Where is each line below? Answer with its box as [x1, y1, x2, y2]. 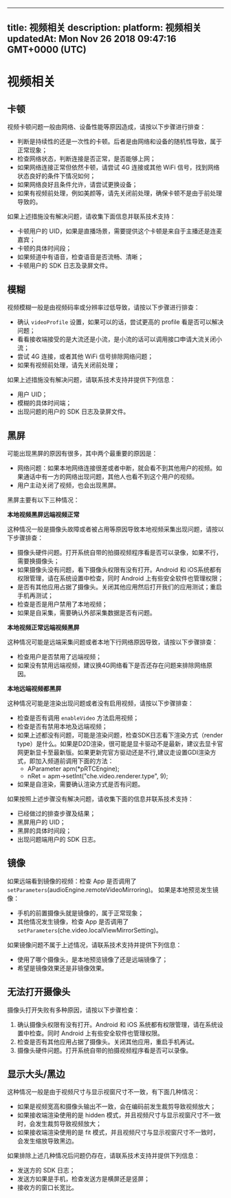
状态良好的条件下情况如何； [16, 172, 96, 180]
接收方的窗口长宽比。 [16, 1184, 78, 1192]
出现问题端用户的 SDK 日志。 [16, 835, 100, 844]
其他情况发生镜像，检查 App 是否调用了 [16, 917, 129, 926]
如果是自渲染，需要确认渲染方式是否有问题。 [16, 780, 144, 789]
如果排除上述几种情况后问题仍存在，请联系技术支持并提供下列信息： [7, 1152, 200, 1160]
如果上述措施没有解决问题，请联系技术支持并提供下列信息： [7, 376, 176, 384]
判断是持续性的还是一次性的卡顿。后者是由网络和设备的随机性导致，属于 [16, 137, 222, 145]
